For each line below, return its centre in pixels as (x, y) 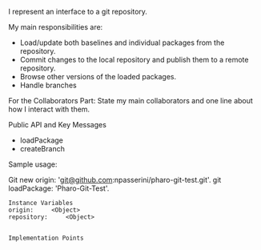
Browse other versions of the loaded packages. (98, 77)
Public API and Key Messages (57, 125)
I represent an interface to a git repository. (78, 12)
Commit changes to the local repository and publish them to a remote (134, 60)
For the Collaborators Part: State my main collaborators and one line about (131, 101)
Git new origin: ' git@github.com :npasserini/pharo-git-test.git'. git (115, 180)
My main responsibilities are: (56, 27)
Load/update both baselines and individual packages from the (122, 42)
